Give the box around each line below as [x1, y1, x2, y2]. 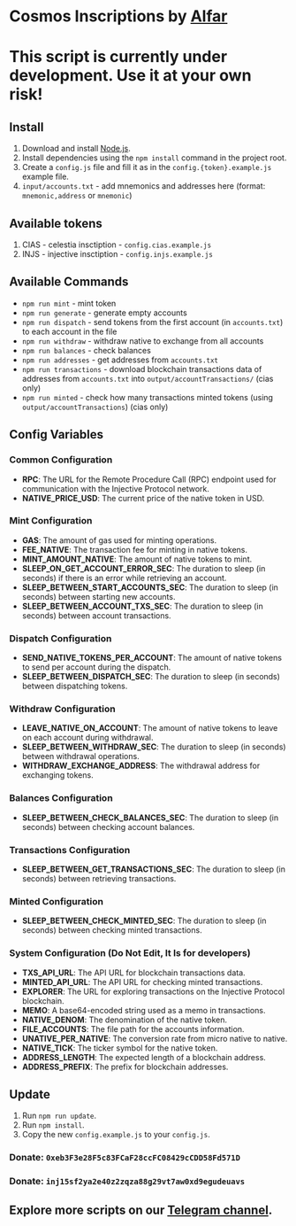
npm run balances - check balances [21, 345, 152, 355]
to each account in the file [21, 326, 118, 337]
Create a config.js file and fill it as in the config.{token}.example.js [21, 162, 272, 173]
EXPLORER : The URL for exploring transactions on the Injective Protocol [21, 986, 285, 997]
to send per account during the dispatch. [21, 662, 171, 672]
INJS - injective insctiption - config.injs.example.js [21, 249, 214, 259]
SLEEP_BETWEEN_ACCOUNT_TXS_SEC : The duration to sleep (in [21, 601, 263, 611]
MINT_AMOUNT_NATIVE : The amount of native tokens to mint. [21, 554, 253, 564]
